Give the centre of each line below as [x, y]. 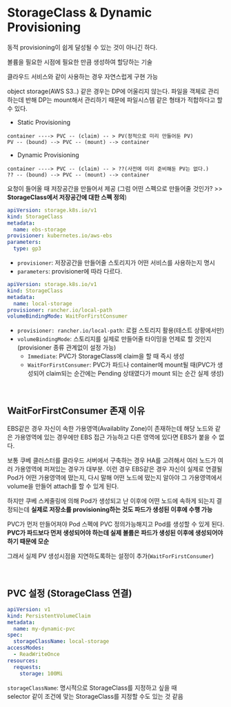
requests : [27, 667]
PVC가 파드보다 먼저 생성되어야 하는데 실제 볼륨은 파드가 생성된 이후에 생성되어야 [115, 533]
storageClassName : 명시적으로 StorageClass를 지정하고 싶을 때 [92, 688]
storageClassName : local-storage [61, 642]
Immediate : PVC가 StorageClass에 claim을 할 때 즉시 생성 [106, 356]
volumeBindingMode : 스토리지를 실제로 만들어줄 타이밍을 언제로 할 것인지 [114, 339]
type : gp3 [27, 249]
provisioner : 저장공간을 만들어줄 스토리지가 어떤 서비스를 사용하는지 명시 [116, 263]
